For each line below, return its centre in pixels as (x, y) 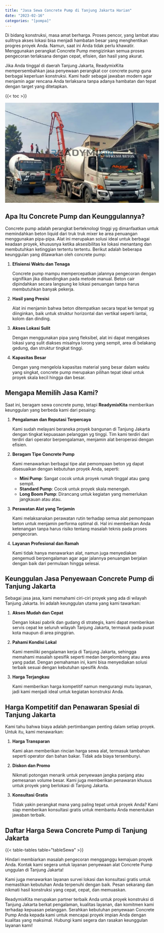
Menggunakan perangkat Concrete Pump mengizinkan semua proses (75, 51)
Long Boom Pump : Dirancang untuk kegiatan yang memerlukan (83, 494)
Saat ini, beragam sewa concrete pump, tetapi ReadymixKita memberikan (80, 404)
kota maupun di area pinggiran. (43, 633)
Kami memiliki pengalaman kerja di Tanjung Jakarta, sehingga (74, 652)
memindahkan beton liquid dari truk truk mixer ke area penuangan (71, 234)
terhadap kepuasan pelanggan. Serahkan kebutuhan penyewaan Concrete (80, 910)
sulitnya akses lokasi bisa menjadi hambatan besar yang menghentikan (76, 40)
